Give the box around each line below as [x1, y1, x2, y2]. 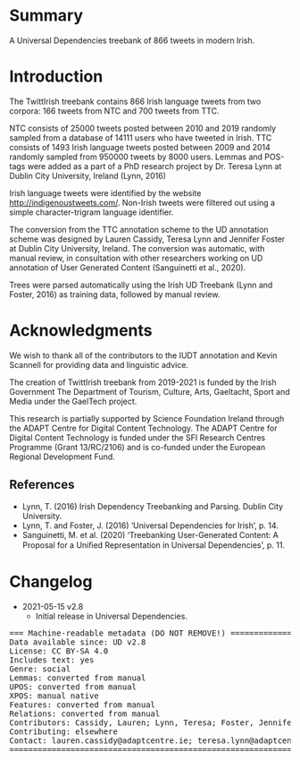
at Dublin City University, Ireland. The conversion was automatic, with [9, 243, 265, 253]
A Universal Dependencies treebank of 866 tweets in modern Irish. [9, 35, 255, 46]
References [9, 477, 75, 492]
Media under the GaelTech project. [9, 396, 137, 406]
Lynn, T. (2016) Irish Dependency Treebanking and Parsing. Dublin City [21, 500, 284, 511]
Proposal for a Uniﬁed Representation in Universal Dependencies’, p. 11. [21, 539, 286, 551]
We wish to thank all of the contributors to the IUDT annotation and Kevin [9, 350, 278, 361]
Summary [9, 5, 83, 26]
